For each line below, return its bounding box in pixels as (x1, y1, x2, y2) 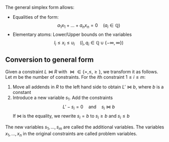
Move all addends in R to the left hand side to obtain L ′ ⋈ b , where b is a (12, 84, 164, 90)
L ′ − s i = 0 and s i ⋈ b (62, 104, 115, 111)
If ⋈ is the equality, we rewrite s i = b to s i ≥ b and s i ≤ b (12, 113, 130, 120)
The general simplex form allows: (5, 5, 75, 10)
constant (12, 89, 31, 96)
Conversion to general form (5, 55, 94, 64)
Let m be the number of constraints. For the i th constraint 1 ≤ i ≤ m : (5, 74, 146, 80)
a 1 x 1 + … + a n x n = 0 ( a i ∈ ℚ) (57, 22, 120, 29)
